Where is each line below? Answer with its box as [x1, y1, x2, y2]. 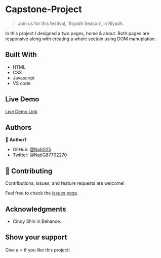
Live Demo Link [5, 108, 38, 114]
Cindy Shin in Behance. [12, 218, 62, 224]
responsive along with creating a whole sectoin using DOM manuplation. [5, 36, 156, 42]
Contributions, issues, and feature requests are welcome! [5, 180, 125, 186]
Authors [5, 123, 32, 132]
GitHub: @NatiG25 [12, 147, 52, 153]
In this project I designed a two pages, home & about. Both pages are [5, 30, 149, 36]
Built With [5, 50, 37, 59]
